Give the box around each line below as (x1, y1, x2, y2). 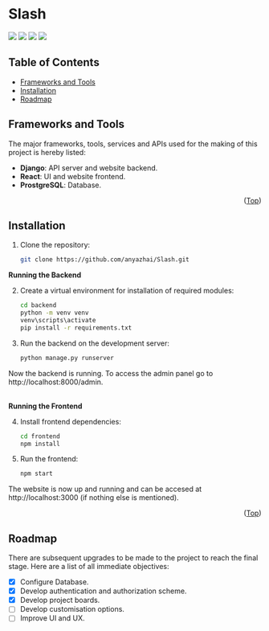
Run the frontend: (19, 454, 79, 464)
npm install (19, 440, 60, 448)
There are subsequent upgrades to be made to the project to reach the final (8, 553, 259, 563)
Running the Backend (8, 270, 82, 280)
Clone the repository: (19, 240, 91, 250)
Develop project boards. (19, 596, 100, 605)
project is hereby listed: (8, 147, 86, 157)
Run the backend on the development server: (19, 338, 170, 348)
